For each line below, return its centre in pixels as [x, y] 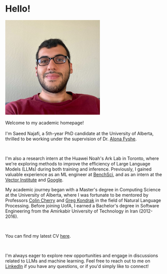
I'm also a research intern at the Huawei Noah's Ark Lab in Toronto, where [82, 158]
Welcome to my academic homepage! [45, 123]
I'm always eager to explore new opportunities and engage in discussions [82, 255]
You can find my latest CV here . [38, 236]
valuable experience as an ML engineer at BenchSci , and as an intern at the [84, 174]
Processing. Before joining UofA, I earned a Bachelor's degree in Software [82, 205]
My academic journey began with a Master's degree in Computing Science [83, 189]
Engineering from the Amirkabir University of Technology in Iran [72, 211]
